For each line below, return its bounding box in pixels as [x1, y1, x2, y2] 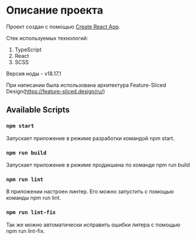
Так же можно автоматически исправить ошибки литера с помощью [6, 221, 181, 228]
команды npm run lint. [6, 194, 61, 202]
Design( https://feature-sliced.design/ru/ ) [6, 87, 105, 95]
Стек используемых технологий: [6, 34, 89, 41]
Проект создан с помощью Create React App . [6, 23, 120, 30]
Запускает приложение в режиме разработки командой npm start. [6, 134, 175, 142]
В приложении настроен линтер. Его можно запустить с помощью [6, 188, 174, 195]
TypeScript [14, 46, 42, 53]
